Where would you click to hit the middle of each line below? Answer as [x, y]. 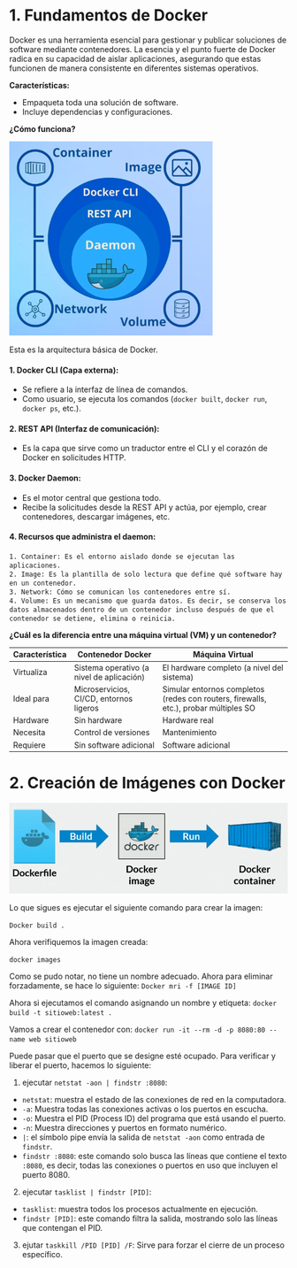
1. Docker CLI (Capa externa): [64, 370]
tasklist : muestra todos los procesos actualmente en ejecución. [140, 1209]
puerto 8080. [46, 1174]
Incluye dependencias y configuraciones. [97, 111]
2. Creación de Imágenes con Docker [147, 783]
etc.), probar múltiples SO [209, 708]
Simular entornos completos [213, 689]
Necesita [29, 733]
